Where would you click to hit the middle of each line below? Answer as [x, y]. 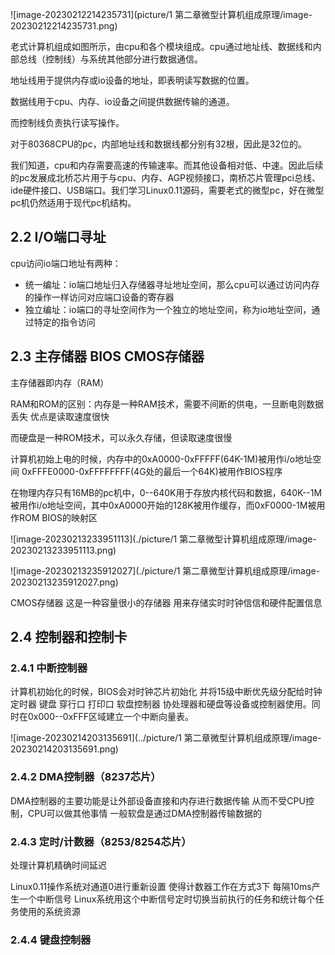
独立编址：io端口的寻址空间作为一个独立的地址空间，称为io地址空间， [168, 309]
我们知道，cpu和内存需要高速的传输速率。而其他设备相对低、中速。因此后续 [167, 165]
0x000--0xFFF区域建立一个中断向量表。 [111, 717]
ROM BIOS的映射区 [58, 517]
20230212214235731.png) [64, 26]
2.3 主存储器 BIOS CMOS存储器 [107, 356]
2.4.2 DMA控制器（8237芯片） [86, 777]
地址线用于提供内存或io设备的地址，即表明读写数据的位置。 [132, 80]
